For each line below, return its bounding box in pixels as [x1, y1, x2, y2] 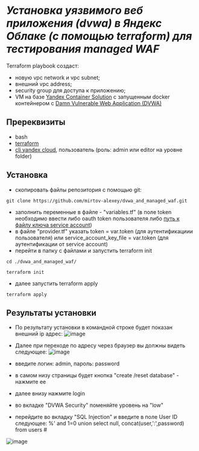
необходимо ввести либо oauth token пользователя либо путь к [14, 215, 180, 222]
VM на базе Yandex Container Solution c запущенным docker [14, 93, 170, 100]
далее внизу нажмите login [14, 390, 86, 397]
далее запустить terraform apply [14, 279, 98, 287]
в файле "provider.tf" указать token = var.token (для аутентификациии [14, 227, 193, 235]
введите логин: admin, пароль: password [14, 360, 120, 368]
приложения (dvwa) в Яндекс [6, 16, 162, 30]
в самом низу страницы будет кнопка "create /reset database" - [14, 372, 179, 379]
